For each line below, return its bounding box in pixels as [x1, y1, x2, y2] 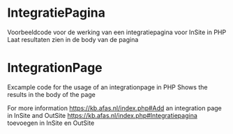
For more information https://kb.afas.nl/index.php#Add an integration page [7, 103, 222, 112]
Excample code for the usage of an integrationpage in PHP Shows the [7, 82, 208, 91]
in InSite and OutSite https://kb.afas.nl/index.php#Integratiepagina [7, 111, 197, 119]
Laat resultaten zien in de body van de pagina [7, 35, 139, 43]
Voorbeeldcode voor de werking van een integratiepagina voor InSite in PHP [7, 28, 227, 36]
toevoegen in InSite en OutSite [7, 119, 95, 127]
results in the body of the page [7, 90, 96, 98]
